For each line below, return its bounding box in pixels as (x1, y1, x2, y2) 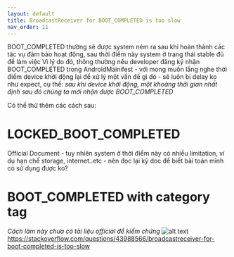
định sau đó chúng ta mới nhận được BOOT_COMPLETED (7, 87, 174, 96)
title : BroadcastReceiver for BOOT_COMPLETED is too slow (7, 17, 181, 24)
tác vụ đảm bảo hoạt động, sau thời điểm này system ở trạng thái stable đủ (7, 50, 224, 58)
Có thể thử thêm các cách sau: (7, 101, 96, 110)
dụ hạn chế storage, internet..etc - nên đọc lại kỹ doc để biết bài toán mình (7, 156, 224, 165)
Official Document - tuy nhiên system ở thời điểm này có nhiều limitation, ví (7, 149, 225, 158)
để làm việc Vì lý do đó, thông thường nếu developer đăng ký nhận (7, 58, 200, 66)
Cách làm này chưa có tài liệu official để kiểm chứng (7, 227, 160, 236)
